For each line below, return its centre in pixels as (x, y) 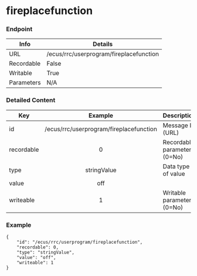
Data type (176, 166)
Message (176, 125)
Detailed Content (31, 100)
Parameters (25, 83)
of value (174, 173)
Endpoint (19, 29)
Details (103, 44)
